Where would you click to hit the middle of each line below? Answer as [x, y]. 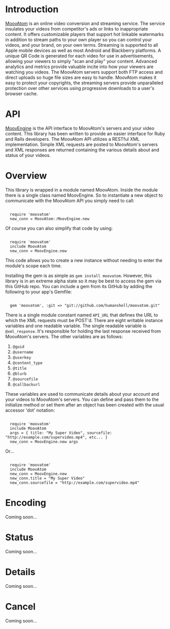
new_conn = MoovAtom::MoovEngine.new [50, 219]
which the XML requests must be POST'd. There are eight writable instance [84, 320]
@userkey [22, 357]
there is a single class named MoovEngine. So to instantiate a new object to [84, 195]
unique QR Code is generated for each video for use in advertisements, [80, 56]
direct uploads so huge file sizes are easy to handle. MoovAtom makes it [81, 77]
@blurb [20, 374]
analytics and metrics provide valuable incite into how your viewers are [79, 67]
